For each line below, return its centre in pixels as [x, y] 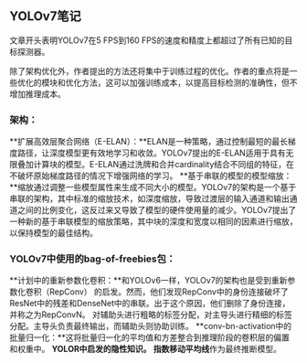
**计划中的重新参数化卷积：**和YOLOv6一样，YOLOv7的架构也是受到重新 [148, 281]
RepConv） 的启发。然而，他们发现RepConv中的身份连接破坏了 [169, 292]
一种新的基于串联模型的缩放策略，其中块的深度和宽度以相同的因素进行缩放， [153, 221]
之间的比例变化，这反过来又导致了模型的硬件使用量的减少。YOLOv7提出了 [157, 210]
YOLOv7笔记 [45, 16]
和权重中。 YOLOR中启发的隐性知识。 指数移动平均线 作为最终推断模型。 [145, 349]
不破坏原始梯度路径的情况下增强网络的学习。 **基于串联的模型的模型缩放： [151, 176]
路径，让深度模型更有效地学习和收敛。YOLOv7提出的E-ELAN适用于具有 [151, 153]
